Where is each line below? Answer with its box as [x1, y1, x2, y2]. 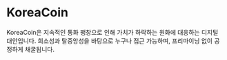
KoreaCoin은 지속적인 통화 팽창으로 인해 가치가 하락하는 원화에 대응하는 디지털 [6, 28, 219, 36]
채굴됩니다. [24, 45, 55, 53]
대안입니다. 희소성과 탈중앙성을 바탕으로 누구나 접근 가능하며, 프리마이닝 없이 [6, 36, 213, 45]
